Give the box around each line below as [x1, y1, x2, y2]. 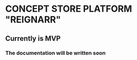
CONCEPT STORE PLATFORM [5, 3, 132, 15]
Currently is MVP [5, 34, 61, 43]
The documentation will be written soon [5, 49, 106, 56]
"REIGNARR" [5, 14, 61, 25]
